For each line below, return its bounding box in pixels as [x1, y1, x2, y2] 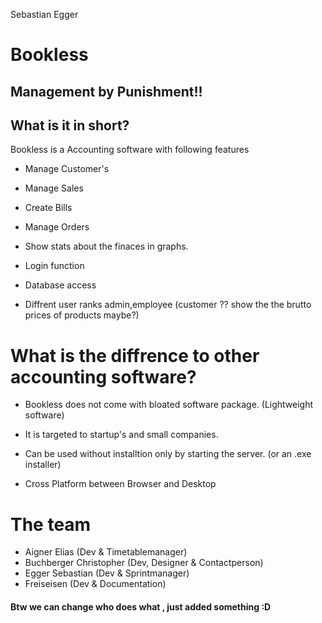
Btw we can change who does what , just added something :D [10, 600, 272, 613]
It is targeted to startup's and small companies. [24, 429, 219, 441]
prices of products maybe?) [24, 309, 140, 321]
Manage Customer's [24, 163, 110, 175]
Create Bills [24, 202, 73, 214]
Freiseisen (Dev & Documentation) [24, 578, 167, 590]
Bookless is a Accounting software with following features [10, 144, 250, 156]
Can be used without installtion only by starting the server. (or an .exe [24, 448, 312, 460]
